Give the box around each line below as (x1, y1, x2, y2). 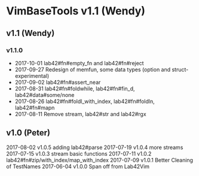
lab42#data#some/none (14, 91, 75, 98)
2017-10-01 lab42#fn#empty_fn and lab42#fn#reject (14, 59, 145, 66)
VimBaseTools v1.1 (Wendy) (6, 4, 145, 18)
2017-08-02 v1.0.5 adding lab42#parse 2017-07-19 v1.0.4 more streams (6, 144, 183, 151)
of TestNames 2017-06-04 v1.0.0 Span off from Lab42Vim (6, 163, 150, 170)
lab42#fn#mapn (14, 104, 55, 111)
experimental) (14, 72, 50, 79)
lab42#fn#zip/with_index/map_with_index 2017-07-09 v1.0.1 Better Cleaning (6, 156, 193, 163)
